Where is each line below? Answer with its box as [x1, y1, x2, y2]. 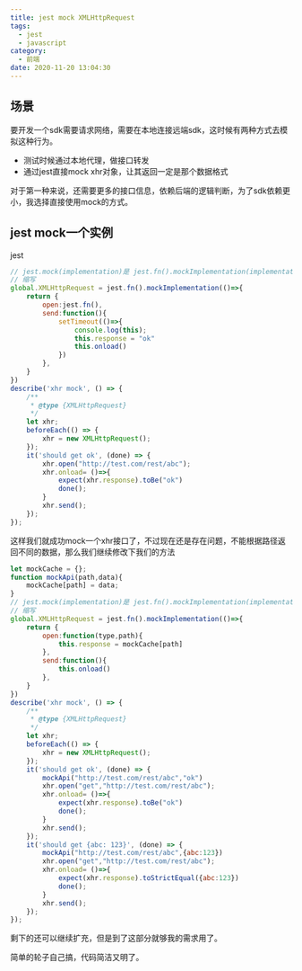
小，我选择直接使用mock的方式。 [10, 196, 134, 207]
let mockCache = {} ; [10, 564, 88, 574]
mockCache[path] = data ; [26, 581, 119, 590]
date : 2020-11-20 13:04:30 [10, 64, 111, 73]
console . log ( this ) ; [73, 325, 147, 334]
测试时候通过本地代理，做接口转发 [22, 155, 150, 165]
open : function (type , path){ [42, 631, 143, 640]
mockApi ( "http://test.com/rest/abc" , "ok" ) [42, 773, 203, 782]
